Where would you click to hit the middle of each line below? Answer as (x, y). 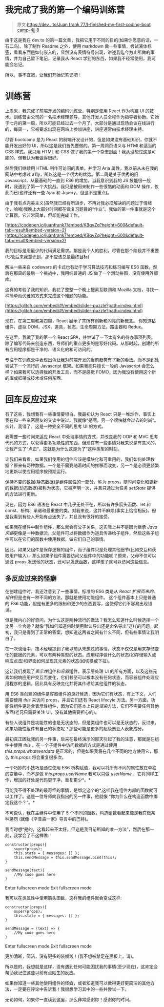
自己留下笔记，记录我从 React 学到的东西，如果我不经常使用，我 (87, 58)
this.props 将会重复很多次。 (38, 757)
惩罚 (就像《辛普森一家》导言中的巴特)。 (50, 819)
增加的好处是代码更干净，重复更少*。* (52, 780)
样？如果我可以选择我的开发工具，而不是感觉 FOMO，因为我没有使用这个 (79, 372)
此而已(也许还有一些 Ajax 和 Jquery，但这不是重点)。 (58, 192)
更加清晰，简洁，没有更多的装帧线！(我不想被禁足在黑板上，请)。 (71, 956)
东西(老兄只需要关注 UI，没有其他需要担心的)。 (52, 712)
